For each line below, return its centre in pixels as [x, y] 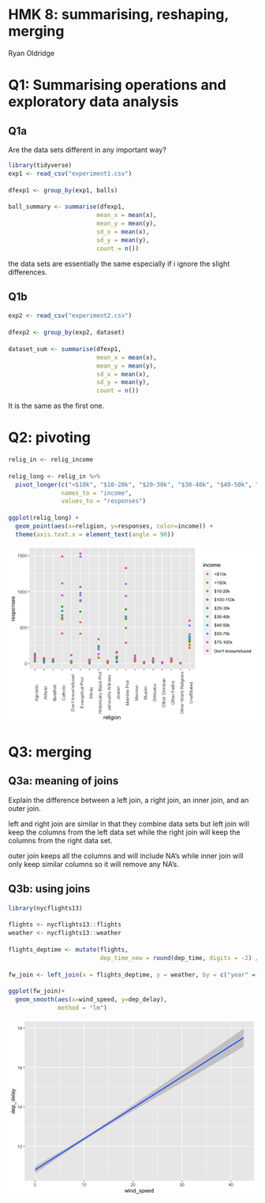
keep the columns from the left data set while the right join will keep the [124, 832]
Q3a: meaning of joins [63, 781]
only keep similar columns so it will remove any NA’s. [93, 864]
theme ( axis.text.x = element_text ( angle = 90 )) [95, 534]
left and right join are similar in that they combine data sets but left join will [129, 824]
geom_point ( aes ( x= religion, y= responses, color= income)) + [114, 526]
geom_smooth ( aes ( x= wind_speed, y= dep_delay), [91, 999]
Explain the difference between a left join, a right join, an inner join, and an [129, 800]
